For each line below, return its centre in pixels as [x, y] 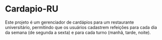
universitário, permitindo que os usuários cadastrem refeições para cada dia [81, 27]
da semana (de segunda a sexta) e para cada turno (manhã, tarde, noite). [78, 32]
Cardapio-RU [32, 9]
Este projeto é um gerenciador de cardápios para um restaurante [70, 22]
